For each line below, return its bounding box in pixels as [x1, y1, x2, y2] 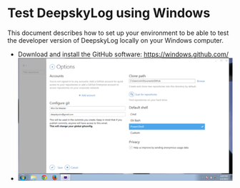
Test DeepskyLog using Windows [7, 5, 211, 21]
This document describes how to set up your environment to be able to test [7, 28, 229, 37]
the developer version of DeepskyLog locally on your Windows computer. [7, 36, 224, 44]
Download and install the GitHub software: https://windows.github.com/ [17, 50, 229, 58]
